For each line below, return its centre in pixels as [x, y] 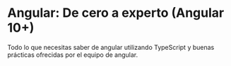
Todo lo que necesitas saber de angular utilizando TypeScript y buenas [111, 47]
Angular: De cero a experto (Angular [116, 13]
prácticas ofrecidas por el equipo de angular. [73, 55]
